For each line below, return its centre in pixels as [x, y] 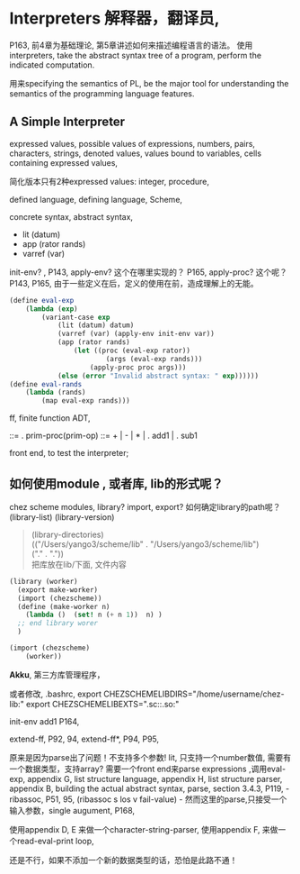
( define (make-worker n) [64, 606]
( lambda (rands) [56, 393]
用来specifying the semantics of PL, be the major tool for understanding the [149, 83]
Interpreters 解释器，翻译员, [115, 18]
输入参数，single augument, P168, [72, 810]
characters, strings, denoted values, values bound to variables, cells [136, 153]
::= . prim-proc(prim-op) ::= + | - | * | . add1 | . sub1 [103, 436]
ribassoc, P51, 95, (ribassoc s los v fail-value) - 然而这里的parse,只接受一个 [148, 799]
